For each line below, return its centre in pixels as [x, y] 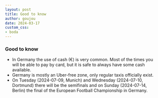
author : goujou [20, 18]
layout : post [18, 9]
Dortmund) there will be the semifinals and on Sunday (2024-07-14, [79, 85]
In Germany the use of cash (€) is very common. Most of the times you [82, 60]
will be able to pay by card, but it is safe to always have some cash [78, 65]
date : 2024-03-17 [22, 23]
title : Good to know [26, 14]
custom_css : [17, 28]
